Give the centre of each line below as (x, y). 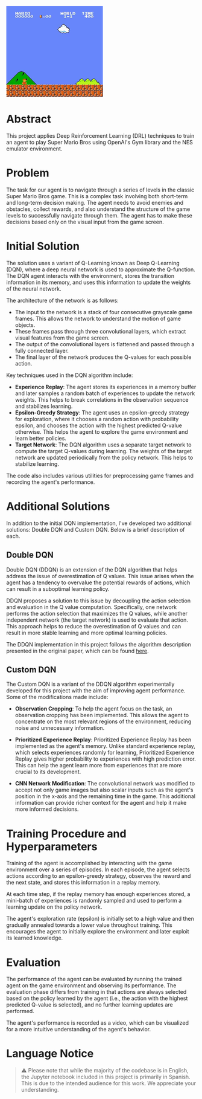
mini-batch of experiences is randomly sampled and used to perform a (94, 901)
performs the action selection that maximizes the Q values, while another (97, 613)
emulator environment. (34, 149)
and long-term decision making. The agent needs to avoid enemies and (95, 202)
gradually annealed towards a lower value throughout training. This (90, 925)
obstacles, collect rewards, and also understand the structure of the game (98, 209)
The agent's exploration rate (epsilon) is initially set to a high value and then (100, 919)
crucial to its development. (48, 772)
